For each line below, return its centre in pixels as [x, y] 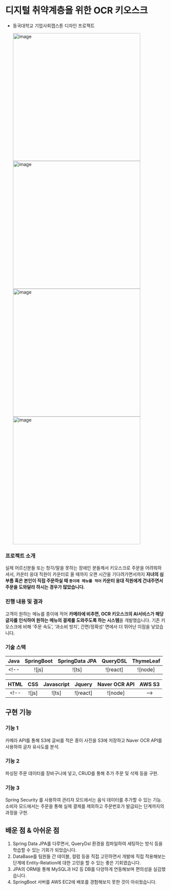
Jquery [83, 684]
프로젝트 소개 [20, 556]
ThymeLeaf [146, 661]
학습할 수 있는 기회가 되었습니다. [45, 850]
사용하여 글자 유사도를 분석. [33, 746]
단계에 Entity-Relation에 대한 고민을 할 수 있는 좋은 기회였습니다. [77, 862]
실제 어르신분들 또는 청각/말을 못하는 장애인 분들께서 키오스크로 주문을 [75, 568]
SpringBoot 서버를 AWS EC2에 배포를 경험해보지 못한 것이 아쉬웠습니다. [84, 882]
